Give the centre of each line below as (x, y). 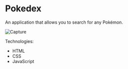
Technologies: (19, 41)
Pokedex (23, 9)
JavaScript (23, 61)
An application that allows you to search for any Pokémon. (64, 22)
